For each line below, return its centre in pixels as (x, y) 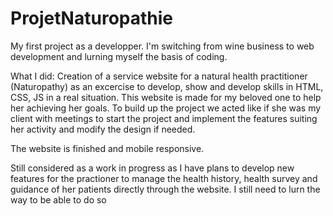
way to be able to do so (58, 199)
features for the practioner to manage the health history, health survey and (164, 178)
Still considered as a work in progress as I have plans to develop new (152, 168)
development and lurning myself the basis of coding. (119, 56)
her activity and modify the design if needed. (103, 129)
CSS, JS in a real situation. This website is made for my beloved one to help (166, 97)
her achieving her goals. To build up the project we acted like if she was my (166, 108)
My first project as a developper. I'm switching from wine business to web (162, 46)
